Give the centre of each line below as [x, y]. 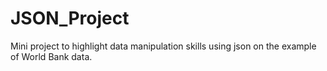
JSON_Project [70, 18]
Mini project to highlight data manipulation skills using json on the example [163, 46]
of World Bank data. [51, 56]
